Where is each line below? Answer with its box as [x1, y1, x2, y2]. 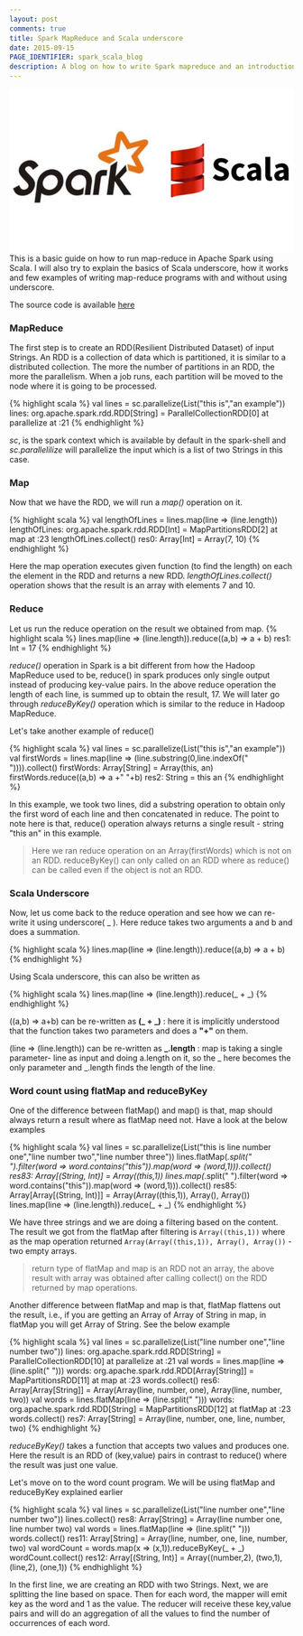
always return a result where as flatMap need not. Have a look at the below [9, 1115, 289, 1126]
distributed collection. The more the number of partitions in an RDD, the [9, 361, 275, 372]
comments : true [9, 23, 67, 33]
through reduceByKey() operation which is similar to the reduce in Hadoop [9, 698, 286, 709]
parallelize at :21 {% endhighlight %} [9, 417, 144, 428]
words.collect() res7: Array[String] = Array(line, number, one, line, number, [9, 1414, 286, 1425]
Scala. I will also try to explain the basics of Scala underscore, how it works [9, 262, 289, 273]
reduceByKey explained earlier [9, 1487, 124, 1498]
